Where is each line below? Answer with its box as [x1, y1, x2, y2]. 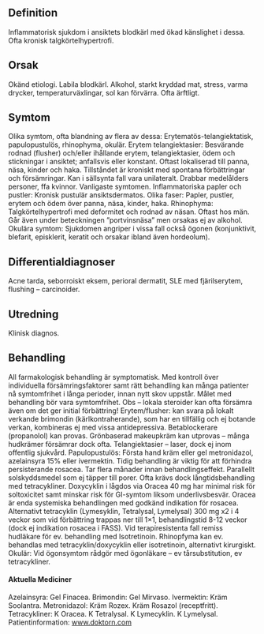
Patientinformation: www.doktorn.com [8, 617, 132, 627]
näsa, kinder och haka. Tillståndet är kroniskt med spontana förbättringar [8, 165, 246, 174]
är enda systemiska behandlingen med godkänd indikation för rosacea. [8, 497, 239, 508]
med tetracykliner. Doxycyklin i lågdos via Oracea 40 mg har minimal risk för [8, 481, 256, 490]
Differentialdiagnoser [8, 255, 116, 268]
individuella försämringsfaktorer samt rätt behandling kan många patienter [8, 381, 250, 390]
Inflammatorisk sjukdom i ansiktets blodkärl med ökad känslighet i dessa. [8, 27, 246, 36]
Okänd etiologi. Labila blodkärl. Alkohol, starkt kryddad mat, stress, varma [8, 79, 248, 89]
